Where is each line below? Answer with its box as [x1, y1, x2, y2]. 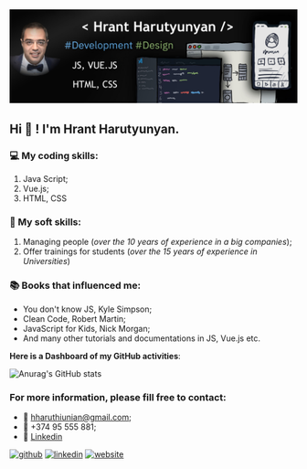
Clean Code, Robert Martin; [22, 313, 126, 324]
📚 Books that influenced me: [9, 279, 142, 292]
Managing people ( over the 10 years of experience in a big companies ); [22, 237, 292, 248]
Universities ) [22, 256, 71, 267]
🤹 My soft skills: [9, 216, 82, 228]
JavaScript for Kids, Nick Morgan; [22, 323, 151, 334]
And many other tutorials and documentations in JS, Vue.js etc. [22, 333, 261, 344]
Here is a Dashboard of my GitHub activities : [9, 350, 181, 361]
